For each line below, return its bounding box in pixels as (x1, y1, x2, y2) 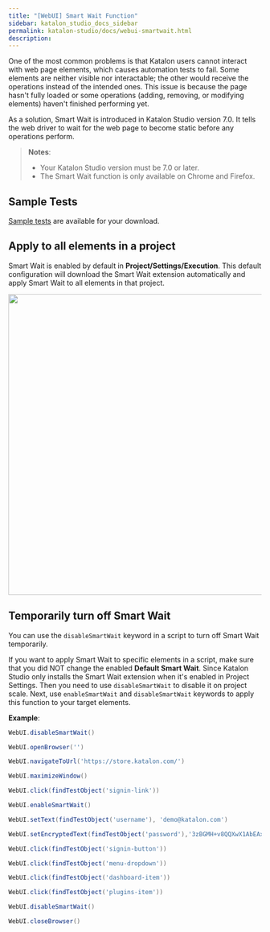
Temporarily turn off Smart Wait (8, 609, 171, 623)
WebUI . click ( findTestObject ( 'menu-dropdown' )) (8, 859, 167, 868)
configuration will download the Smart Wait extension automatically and (8, 269, 246, 278)
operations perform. (8, 132, 75, 142)
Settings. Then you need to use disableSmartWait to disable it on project (8, 680, 247, 690)
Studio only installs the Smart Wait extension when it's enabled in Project (8, 671, 250, 681)
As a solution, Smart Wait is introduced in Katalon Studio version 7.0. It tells (8, 114, 256, 125)
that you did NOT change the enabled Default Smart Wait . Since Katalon (8, 663, 249, 673)
